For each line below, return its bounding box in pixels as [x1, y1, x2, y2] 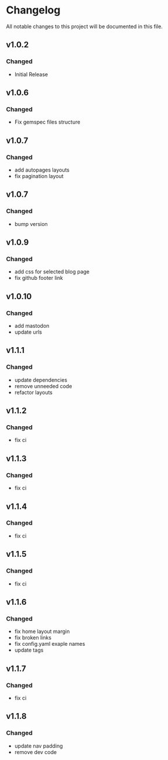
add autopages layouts [14, 166, 70, 173]
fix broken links [14, 634, 51, 641]
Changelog [6, 4, 61, 17]
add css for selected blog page [14, 268, 90, 275]
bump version [14, 220, 48, 227]
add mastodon [14, 323, 50, 330]
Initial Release [14, 71, 48, 78]
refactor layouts [14, 389, 53, 396]
